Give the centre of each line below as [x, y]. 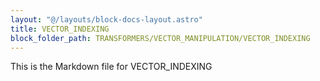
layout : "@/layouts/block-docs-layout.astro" [106, 19]
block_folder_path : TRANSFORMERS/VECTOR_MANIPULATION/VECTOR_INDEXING [160, 38]
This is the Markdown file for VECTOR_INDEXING [111, 67]
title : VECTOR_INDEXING [60, 29]
